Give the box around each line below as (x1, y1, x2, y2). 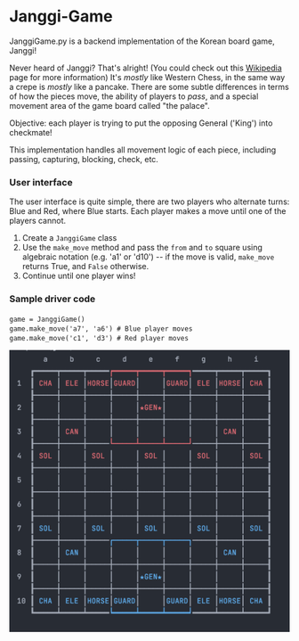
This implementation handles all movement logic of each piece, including (9, 144, 277, 155)
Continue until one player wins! (21, 270, 136, 282)
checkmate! (9, 127, 53, 137)
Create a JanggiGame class (21, 233, 117, 243)
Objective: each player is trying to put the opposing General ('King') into (9, 118, 273, 128)
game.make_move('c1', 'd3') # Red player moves (9, 333, 190, 342)
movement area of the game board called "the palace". (9, 100, 211, 111)
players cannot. (9, 216, 67, 226)
